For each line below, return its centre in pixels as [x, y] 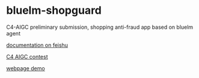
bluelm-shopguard [54, 10]
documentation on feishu [37, 45]
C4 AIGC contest [27, 56]
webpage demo [26, 68]
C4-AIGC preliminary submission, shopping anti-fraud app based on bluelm [100, 27]
